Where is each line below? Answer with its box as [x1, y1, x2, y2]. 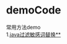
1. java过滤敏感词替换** [6, 31, 61, 38]
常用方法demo [6, 23, 41, 31]
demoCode [6, 4, 62, 17]
